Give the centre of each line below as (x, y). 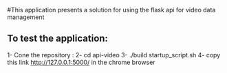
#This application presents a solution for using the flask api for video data (111, 10)
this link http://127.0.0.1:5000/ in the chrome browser (82, 62)
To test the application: (58, 39)
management (26, 17)
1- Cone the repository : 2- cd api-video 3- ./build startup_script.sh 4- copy (114, 55)
